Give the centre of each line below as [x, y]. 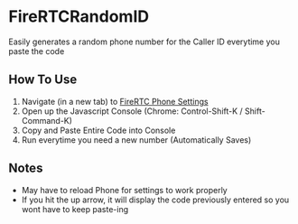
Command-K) [47, 120]
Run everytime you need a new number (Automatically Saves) [136, 140]
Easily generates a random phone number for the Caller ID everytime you [144, 42]
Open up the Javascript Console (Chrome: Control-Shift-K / [132, 111]
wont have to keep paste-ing [75, 209]
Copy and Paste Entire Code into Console [98, 130]
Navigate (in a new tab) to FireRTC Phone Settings [115, 101]
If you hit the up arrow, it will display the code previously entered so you [155, 200]
